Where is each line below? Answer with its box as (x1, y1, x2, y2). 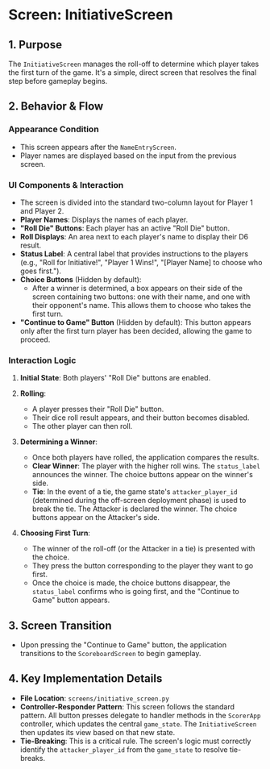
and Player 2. (19, 206, 64, 215)
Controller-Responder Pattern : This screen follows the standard (19, 701, 235, 711)
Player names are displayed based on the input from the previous (19, 151, 237, 160)
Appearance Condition (8, 123, 99, 135)
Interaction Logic (8, 355, 77, 366)
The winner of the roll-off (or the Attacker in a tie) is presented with (31, 544, 255, 554)
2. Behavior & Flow (8, 99, 104, 114)
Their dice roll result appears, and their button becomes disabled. (31, 413, 250, 422)
